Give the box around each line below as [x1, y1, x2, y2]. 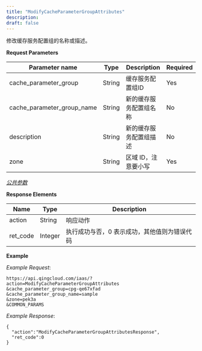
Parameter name [29, 64, 78, 72]
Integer [40, 232, 60, 240]
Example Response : [6, 313, 55, 320]
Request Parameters [6, 49, 59, 56]
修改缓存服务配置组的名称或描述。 [6, 37, 91, 44]
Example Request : [6, 264, 51, 271]
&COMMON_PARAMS [6, 302, 44, 308]
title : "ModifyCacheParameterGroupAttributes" [6, 8, 125, 15]
